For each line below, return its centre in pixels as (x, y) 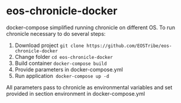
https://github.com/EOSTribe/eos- (129, 46)
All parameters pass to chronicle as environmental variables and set (89, 87)
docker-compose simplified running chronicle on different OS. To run (91, 27)
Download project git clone (49, 45)
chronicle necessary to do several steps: (56, 33)
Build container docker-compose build (61, 63)
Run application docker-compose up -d (62, 76)
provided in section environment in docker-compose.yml (76, 93)
